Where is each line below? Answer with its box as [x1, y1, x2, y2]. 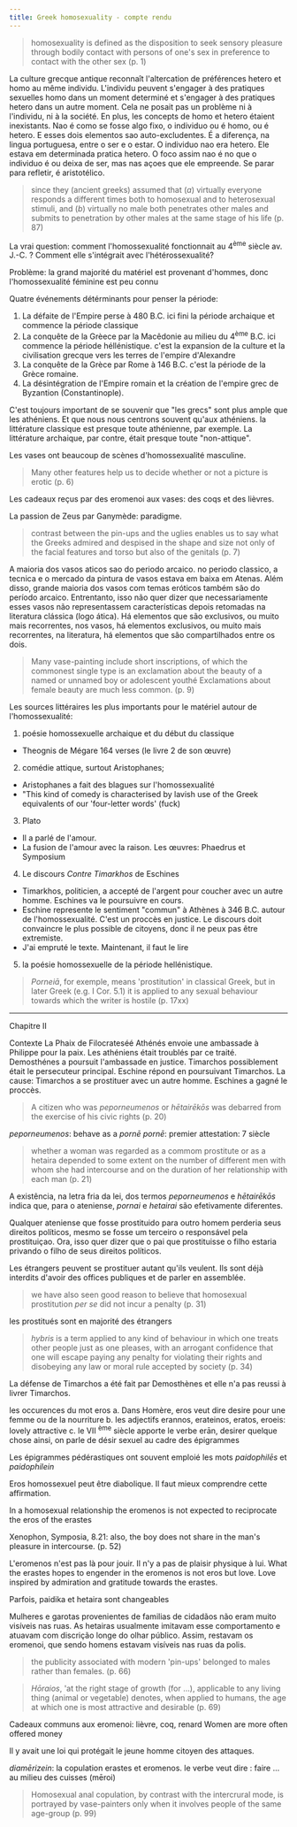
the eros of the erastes [9, 1514, 93, 1524]
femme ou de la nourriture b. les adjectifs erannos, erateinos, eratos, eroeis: [9, 1414, 286, 1424]
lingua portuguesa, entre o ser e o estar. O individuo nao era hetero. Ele [9, 139, 270, 150]
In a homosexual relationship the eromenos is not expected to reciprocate [9, 1505, 278, 1516]
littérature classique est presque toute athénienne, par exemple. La [9, 423, 253, 434]
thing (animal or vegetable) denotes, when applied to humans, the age [30, 1692, 287, 1703]
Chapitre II [9, 1020, 47, 1031]
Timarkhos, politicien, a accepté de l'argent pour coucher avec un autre [21, 886, 284, 896]
